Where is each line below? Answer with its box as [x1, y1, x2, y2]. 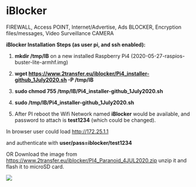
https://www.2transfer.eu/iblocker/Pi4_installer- [28, 70, 150, 77]
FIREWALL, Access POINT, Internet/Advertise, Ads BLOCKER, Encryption [6, 23, 182, 30]
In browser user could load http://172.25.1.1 [6, 128, 109, 135]
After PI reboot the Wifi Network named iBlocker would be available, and [14, 110, 190, 117]
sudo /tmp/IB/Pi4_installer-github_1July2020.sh [14, 98, 135, 106]
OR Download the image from [6, 151, 77, 158]
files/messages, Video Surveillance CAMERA [6, 29, 114, 36]
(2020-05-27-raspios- [130, 52, 185, 59]
